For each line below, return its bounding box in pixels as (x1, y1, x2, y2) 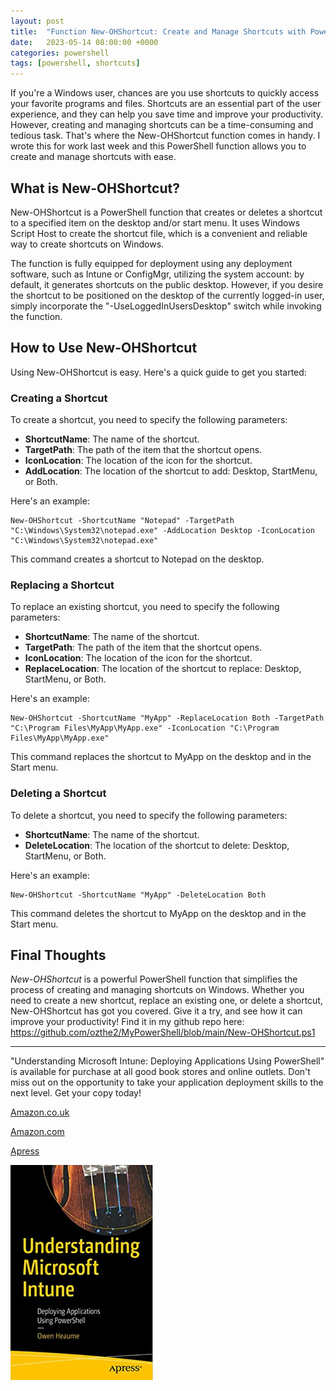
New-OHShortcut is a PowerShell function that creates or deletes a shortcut (10, 206, 323, 218)
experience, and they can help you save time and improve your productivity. (10, 108, 324, 120)
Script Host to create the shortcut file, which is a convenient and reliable (10, 227, 308, 239)
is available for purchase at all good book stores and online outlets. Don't (10, 1066, 311, 1078)
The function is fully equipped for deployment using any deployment (10, 257, 293, 269)
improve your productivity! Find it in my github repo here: (10, 1016, 245, 1028)
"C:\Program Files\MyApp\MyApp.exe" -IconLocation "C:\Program (10, 723, 280, 734)
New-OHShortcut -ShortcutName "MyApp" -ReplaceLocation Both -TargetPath (10, 713, 325, 724)
